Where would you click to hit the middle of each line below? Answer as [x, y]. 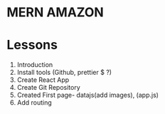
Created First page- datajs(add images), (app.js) [88, 95]
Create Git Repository [49, 88]
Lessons [32, 45]
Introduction [35, 65]
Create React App [43, 80]
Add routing [34, 103]
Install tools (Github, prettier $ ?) [64, 73]
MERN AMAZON [55, 12]
